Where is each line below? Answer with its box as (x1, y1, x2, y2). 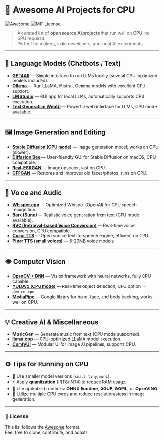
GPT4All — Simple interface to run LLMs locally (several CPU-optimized (12, 72, 158, 78)
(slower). (12, 149, 30, 155)
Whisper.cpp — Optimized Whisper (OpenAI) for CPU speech (12, 202, 137, 207)
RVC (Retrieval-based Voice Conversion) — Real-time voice (12, 223, 135, 229)
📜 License (5, 413, 29, 420)
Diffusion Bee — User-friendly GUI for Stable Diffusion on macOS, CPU (12, 154, 156, 160)
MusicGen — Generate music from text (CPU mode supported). (12, 331, 141, 336)
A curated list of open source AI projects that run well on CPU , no (17, 30, 150, 36)
